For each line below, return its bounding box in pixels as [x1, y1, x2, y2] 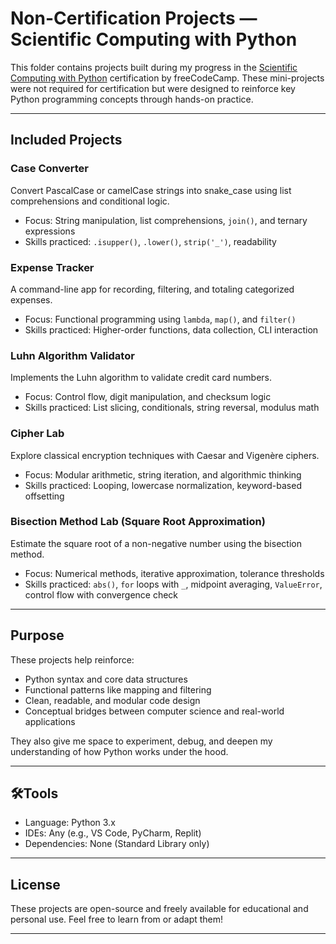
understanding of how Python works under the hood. [10, 745, 229, 757]
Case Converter [10, 162, 89, 176]
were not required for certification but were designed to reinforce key [10, 82, 296, 94]
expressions [24, 225, 76, 237]
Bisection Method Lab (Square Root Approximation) [10, 515, 266, 529]
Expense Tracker [10, 260, 95, 274]
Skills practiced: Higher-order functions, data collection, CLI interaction [24, 323, 319, 336]
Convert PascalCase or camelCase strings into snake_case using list [10, 184, 292, 196]
